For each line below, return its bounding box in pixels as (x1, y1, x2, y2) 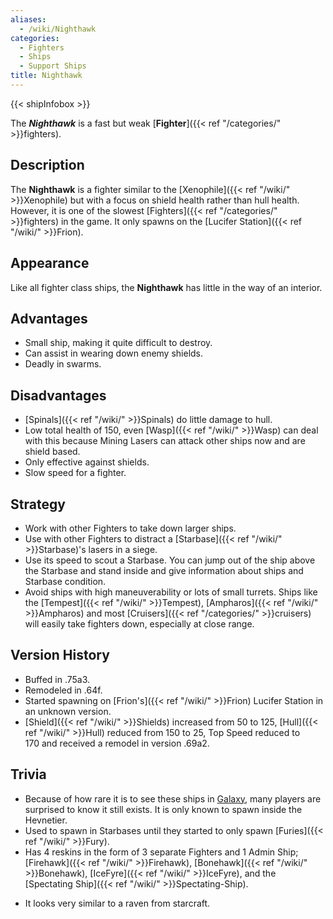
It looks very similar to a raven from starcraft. (24, 897, 211, 909)
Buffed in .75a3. (24, 673, 91, 685)
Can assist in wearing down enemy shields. (24, 347, 204, 360)
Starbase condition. (24, 575, 107, 587)
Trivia (10, 766, 47, 783)
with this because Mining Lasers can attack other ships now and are (24, 435, 306, 447)
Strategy (10, 496, 66, 513)
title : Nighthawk (10, 71, 83, 81)
